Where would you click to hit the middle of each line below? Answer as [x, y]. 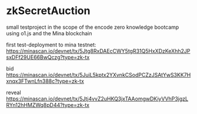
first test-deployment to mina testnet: [51, 45]
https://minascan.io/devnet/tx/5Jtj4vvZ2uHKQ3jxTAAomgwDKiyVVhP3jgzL [97, 99]
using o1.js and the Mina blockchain [49, 33]
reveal [14, 92]
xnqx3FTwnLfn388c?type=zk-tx [45, 81]
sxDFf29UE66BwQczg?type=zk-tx [48, 57]
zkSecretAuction [48, 11]
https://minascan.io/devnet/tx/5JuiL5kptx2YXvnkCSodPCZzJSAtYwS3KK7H [98, 75]
